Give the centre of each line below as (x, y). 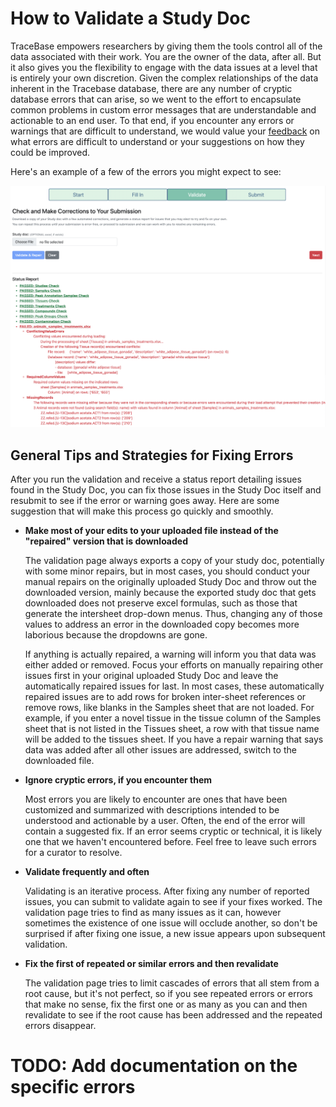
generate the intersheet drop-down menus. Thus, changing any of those (173, 614)
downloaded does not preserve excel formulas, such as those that (161, 603)
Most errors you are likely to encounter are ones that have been (156, 799)
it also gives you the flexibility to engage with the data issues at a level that (164, 67)
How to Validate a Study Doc (131, 18)
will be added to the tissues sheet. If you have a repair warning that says (174, 739)
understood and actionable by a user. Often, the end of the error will (165, 821)
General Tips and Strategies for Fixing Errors (152, 455)
